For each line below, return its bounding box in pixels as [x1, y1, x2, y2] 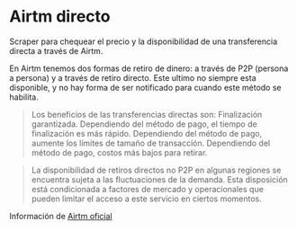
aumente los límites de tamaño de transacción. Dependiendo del [31, 137, 271, 148]
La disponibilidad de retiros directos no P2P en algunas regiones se [31, 164, 282, 175]
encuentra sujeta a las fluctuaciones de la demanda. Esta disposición [31, 173, 288, 185]
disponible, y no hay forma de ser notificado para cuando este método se [9, 82, 282, 93]
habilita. [9, 92, 39, 102]
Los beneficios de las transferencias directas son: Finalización [31, 109, 263, 119]
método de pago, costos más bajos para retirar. [31, 146, 208, 158]
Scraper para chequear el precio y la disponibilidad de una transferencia [9, 36, 278, 47]
